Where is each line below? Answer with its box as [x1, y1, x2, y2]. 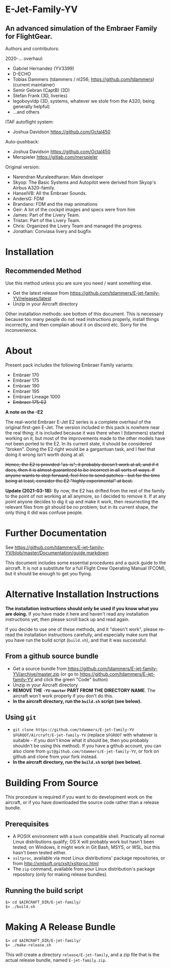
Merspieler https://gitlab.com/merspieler [12, 154, 98, 160]
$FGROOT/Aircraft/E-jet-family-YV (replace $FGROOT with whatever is [12, 732, 158, 738]
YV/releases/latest [12, 295, 52, 302]
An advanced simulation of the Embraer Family [5, 24, 157, 33]
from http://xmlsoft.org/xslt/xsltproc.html [12, 861, 99, 867]
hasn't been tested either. [12, 850, 67, 856]
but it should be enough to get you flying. [5, 570, 92, 576]
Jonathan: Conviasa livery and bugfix [12, 228, 91, 234]
